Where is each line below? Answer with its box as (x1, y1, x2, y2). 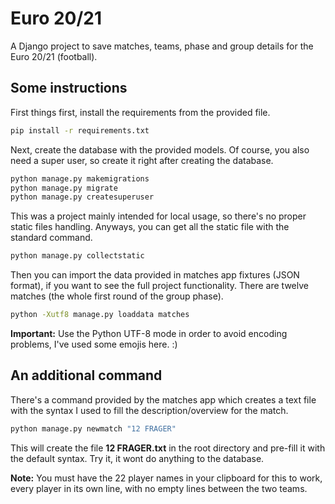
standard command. (10, 232, 93, 244)
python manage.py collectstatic (10, 251, 145, 261)
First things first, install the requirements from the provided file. (10, 106, 271, 118)
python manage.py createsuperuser (10, 192, 155, 202)
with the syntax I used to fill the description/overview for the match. (10, 404, 289, 416)
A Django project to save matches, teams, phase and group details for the (10, 40, 314, 52)
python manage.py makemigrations (10, 173, 150, 184)
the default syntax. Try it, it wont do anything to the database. (10, 452, 265, 464)
